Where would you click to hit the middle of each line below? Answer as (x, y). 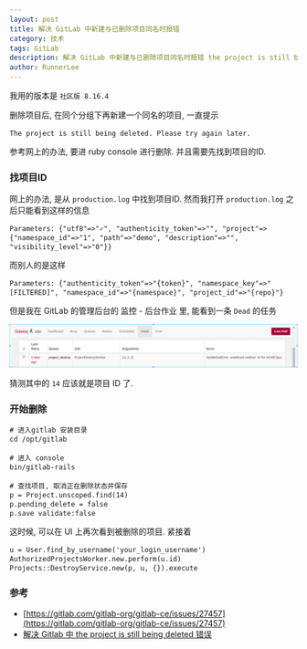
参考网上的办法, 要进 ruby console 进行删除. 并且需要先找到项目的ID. (138, 152)
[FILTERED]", (34, 293)
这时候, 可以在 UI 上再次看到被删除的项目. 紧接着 (101, 532)
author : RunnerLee (44, 68)
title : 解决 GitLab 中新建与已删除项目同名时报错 (95, 29)
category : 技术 (37, 38)
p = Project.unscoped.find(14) (69, 496)
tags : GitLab (34, 48)
